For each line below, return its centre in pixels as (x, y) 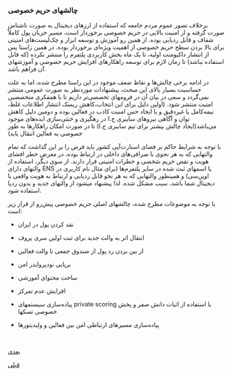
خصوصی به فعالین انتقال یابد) (45, 133)
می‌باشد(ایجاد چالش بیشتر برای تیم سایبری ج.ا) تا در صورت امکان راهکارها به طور (112, 126)
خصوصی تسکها (37, 312)
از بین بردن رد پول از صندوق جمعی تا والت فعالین (80, 251)
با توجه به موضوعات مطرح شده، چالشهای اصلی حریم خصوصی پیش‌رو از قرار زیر (112, 204)
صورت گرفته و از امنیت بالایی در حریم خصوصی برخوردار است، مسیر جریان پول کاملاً (116, 32)
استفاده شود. (25, 190)
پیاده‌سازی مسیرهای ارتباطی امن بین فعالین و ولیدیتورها (89, 325)
